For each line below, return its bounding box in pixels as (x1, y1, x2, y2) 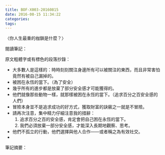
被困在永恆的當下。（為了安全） (12, 79, 76, 85)
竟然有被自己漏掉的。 (12, 73, 56, 79)
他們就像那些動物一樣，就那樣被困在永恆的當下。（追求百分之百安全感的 (12, 92, 158, 98)
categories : (5, 16, 30, 21)
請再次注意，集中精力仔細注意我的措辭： (12, 110, 95, 116)
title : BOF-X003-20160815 (5, 7, 58, 12)
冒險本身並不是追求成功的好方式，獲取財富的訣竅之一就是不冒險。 (12, 104, 147, 110)
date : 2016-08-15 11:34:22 (5, 12, 61, 17)
